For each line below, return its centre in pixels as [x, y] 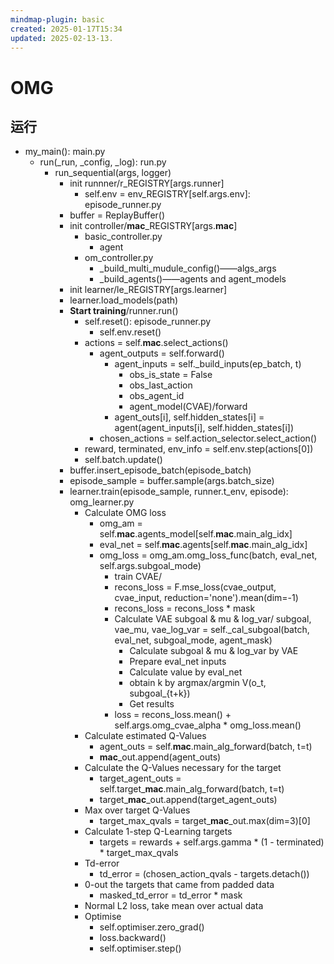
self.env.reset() [130, 332]
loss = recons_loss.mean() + [173, 715]
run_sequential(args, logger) [113, 173]
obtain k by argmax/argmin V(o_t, [198, 683]
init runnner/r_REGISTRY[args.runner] [147, 183]
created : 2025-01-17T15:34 [66, 29]
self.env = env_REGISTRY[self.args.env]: [167, 194]
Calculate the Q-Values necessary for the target [183, 768]
